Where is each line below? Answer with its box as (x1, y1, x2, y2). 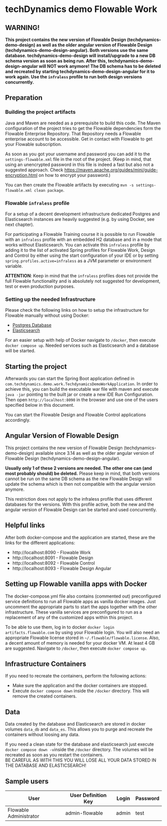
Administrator (7, 813, 40, 820)
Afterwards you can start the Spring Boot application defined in (5, 376, 135, 382)
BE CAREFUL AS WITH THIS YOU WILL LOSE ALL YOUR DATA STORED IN (5, 757, 157, 763)
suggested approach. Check (5, 166, 64, 173)
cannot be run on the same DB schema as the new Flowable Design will (5, 476, 152, 482)
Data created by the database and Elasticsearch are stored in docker (5, 721, 146, 727)
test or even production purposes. (5, 283, 75, 289)
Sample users (5, 777, 49, 786)
